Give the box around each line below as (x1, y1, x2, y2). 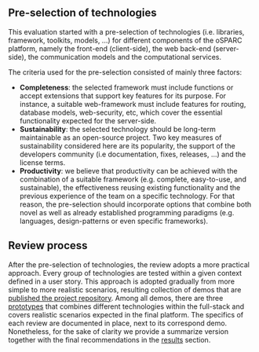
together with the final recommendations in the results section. (8, 335, 211, 344)
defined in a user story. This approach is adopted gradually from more (8, 277, 235, 286)
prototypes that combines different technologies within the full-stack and (8, 302, 245, 311)
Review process (8, 239, 88, 252)
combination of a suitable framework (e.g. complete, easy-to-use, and (19, 174, 247, 184)
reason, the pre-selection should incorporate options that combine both (19, 200, 252, 209)
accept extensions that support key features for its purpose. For (19, 90, 226, 101)
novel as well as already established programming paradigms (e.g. (19, 207, 235, 217)
